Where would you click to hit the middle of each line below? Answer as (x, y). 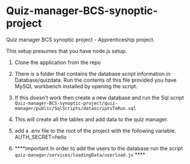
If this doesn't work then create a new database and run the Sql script (99, 98)
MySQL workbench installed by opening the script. (76, 86)
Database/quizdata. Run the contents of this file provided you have (96, 80)
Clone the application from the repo (58, 62)
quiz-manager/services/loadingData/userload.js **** (80, 155)
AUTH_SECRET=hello (40, 137)
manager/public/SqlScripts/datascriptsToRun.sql (75, 108)
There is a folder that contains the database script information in (92, 73)
